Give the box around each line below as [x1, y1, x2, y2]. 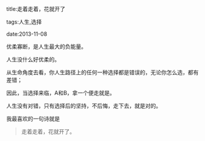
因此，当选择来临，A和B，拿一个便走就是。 [6, 89, 115, 96]
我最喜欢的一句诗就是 [6, 115, 60, 122]
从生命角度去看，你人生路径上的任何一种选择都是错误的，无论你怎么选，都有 [6, 69, 199, 76]
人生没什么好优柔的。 [6, 56, 60, 63]
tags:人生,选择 [6, 18, 42, 26]
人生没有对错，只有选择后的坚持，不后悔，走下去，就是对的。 [6, 102, 162, 109]
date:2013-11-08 [6, 30, 48, 38]
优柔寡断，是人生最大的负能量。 [6, 43, 87, 50]
